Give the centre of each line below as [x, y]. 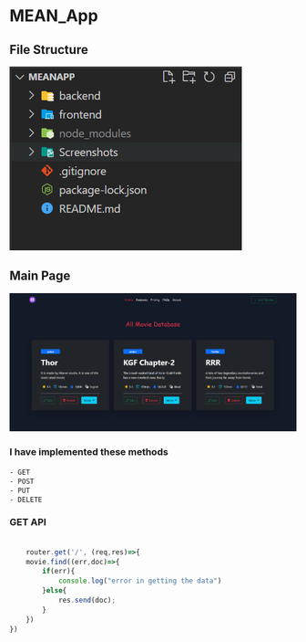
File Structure [49, 50]
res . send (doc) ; [87, 600]
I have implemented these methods [89, 452]
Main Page [40, 276]
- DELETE [26, 500]
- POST [22, 481]
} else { [55, 591]
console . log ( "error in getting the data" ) [140, 581]
